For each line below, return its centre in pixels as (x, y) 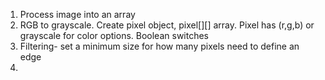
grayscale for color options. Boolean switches (114, 35)
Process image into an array (77, 14)
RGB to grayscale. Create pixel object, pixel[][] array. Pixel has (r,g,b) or (167, 25)
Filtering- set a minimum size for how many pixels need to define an (159, 46)
